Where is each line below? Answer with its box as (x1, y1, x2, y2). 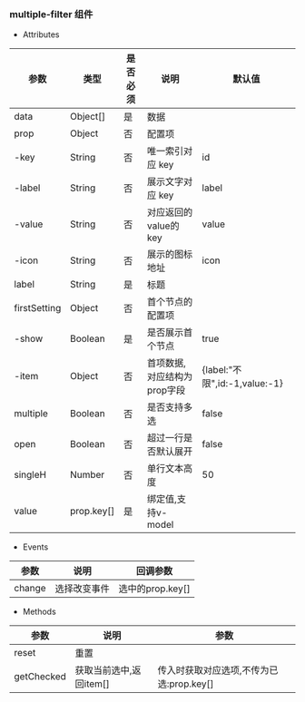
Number (69, 469, 105, 482)
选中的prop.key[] (118, 582, 191, 595)
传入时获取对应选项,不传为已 (157, 664, 279, 677)
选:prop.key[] (157, 678, 214, 690)
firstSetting (14, 302, 62, 315)
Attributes (22, 29, 60, 40)
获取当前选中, (74, 664, 133, 677)
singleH (14, 469, 47, 482)
